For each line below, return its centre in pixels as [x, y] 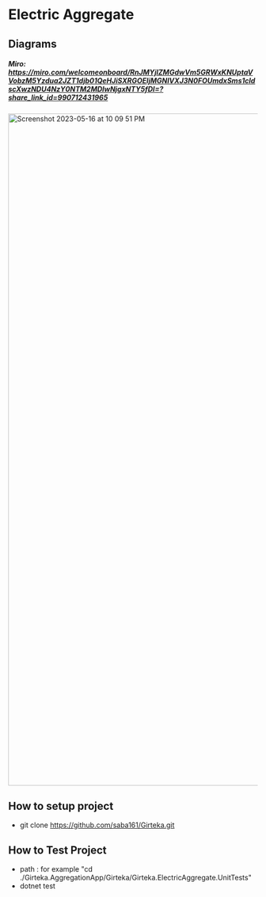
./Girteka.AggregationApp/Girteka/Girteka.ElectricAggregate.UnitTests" [135, 878]
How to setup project [61, 806]
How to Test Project [57, 850]
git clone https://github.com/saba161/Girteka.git [97, 825]
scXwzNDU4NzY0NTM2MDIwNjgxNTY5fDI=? [86, 90]
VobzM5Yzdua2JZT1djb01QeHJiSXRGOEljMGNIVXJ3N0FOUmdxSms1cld [132, 81]
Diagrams [32, 44]
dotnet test [37, 886]
